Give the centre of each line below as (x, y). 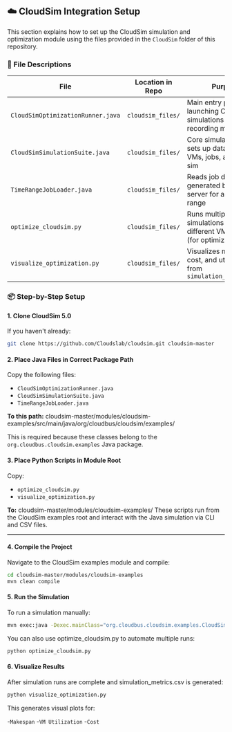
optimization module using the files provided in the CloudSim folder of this (111, 39)
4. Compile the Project (40, 547)
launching (203, 111)
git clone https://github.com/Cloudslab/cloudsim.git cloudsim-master (111, 344)
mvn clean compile (33, 581)
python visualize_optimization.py (57, 695)
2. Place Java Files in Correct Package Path (70, 359)
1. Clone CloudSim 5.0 (39, 315)
